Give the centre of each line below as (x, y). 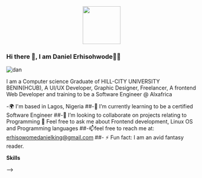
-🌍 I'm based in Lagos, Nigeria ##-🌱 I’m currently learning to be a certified (100, 107)
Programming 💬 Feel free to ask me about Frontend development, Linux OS (100, 122)
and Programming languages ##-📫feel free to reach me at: (80, 128)
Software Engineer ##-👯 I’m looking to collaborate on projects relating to (96, 115)
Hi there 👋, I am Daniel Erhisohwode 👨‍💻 (64, 56)
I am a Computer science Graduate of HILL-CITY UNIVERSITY (83, 82)
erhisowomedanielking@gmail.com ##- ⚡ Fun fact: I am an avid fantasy (95, 137)
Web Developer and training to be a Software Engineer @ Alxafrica (89, 94)
